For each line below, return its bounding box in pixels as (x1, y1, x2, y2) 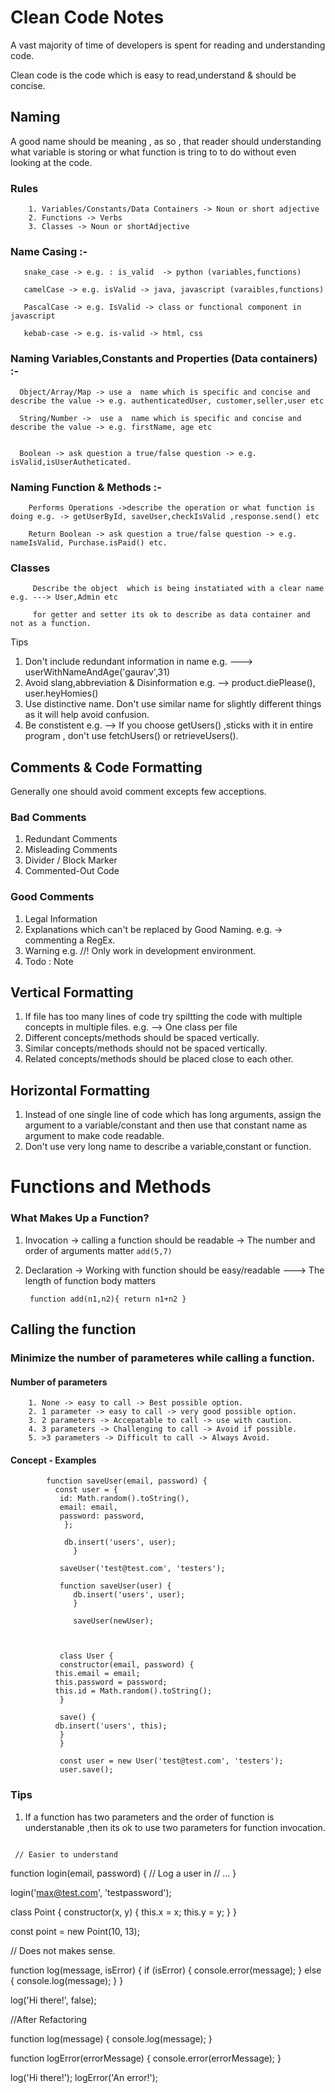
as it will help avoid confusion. (24, 709, 150, 721)
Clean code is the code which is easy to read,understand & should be (10, 69, 297, 81)
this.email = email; (54, 1669, 141, 1679)
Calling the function (10, 1321, 137, 1338)
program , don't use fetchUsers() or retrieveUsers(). (24, 730, 239, 742)
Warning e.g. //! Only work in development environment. (24, 944, 257, 956)
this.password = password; (54, 1677, 168, 1688)
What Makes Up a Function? (10, 1211, 150, 1225)
